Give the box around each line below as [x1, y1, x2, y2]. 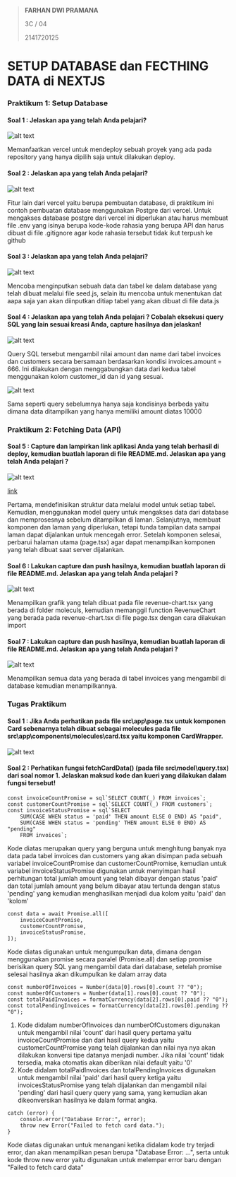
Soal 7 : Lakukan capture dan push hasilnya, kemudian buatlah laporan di [7, 637, 225, 645]
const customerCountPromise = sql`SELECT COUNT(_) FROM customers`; [7, 800, 213, 808]
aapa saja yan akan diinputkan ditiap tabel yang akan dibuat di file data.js [7, 296, 220, 305]
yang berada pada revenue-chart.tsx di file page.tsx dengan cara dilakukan [7, 614, 226, 622]
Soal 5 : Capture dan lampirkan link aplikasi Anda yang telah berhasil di [7, 442, 220, 451]
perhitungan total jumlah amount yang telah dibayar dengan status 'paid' [7, 874, 218, 882]
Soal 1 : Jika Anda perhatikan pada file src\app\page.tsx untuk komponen [7, 717, 226, 725]
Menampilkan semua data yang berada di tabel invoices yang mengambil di [7, 674, 226, 683]
